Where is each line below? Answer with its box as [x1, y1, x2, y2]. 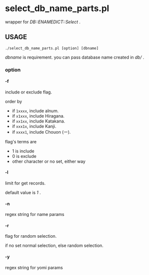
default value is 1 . [5, 190, 41, 196]
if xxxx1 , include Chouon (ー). [12, 129, 71, 135]
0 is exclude [12, 153, 36, 159]
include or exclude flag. [5, 89, 52, 95]
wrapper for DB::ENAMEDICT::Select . [5, 19, 81, 25]
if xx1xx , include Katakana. [12, 118, 66, 124]
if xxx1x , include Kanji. [12, 123, 57, 129]
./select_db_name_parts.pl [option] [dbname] [5, 46, 99, 51]
